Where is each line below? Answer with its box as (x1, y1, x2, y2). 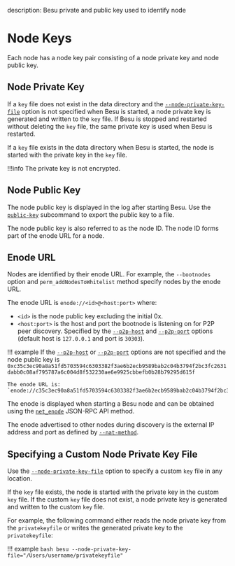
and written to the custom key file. (7, 503, 105, 511)
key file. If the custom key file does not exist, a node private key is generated (7, 495, 227, 504)
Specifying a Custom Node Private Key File (7, 448, 198, 460)
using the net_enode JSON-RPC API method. (7, 407, 135, 416)
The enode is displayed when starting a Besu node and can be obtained (7, 399, 215, 408)
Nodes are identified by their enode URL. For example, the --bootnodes (7, 270, 211, 278)
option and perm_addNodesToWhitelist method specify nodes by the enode (7, 278, 221, 286)
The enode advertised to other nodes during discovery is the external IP (7, 420, 215, 429)
